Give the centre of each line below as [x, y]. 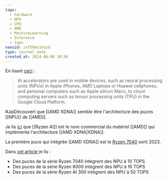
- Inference [22, 38]
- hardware [21, 15]
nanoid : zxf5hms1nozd [28, 47]
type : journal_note [26, 52]
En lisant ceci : [20, 71]
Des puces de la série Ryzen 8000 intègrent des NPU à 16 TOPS [79, 167]
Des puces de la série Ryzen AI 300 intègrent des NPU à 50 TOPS [80, 172]
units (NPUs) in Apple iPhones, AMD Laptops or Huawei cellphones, [88, 86]
